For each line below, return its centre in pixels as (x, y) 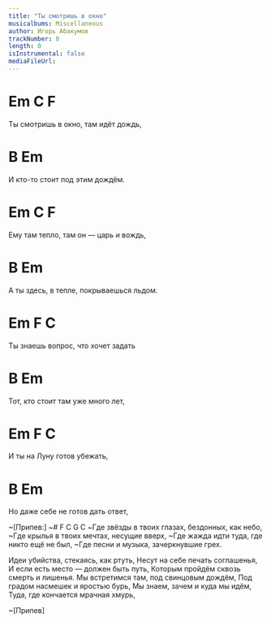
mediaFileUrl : (32, 62)
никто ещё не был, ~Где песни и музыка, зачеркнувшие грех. (115, 545)
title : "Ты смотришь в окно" (58, 16)
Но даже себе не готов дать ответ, (68, 511)
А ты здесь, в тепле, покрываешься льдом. (83, 290)
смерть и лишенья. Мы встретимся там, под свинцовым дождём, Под (131, 577)
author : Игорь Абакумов (49, 31)
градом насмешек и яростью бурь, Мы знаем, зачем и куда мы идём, (130, 586)
